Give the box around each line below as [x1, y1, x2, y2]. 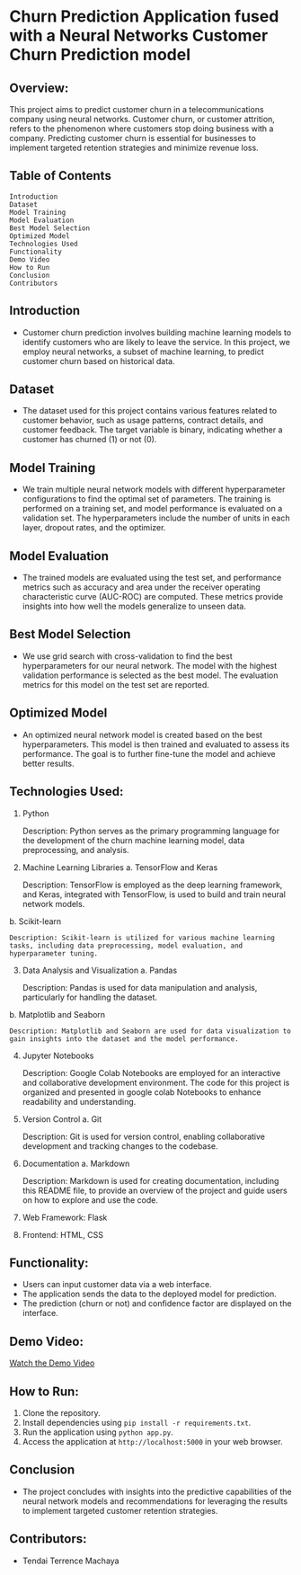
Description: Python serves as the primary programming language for [22, 825, 280, 836]
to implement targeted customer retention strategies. [22, 1505, 218, 1516]
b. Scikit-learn [9, 915, 62, 927]
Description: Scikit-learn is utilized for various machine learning [9, 933, 276, 942]
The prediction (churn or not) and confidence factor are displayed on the [22, 1298, 292, 1309]
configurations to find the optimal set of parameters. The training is [22, 494, 271, 504]
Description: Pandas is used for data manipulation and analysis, [22, 982, 258, 992]
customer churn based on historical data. [22, 355, 175, 366]
